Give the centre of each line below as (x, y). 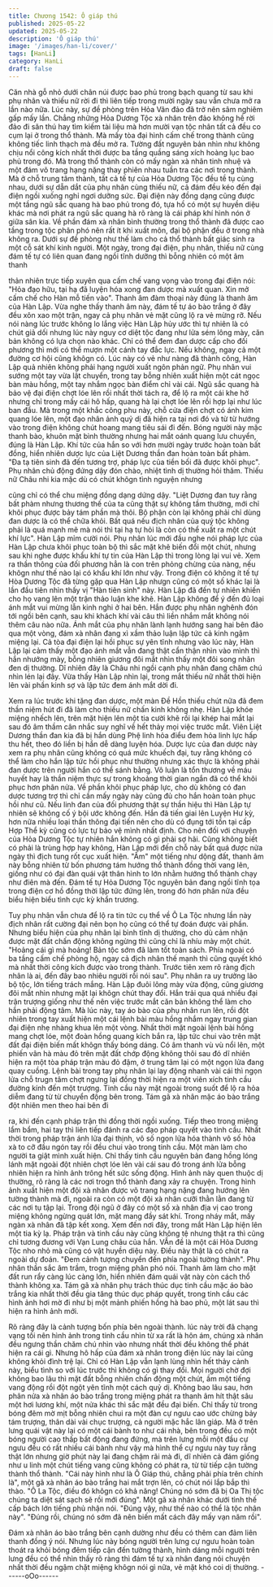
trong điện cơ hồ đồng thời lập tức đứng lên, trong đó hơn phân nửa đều (129, 890)
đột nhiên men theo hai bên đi (58, 1105)
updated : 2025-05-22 (43, 31)
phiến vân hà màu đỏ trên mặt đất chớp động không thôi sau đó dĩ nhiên (129, 1053)
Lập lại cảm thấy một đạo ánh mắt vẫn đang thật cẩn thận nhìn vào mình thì (134, 650)
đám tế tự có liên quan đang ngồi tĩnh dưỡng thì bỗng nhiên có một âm (126, 256)
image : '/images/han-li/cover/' (63, 46)
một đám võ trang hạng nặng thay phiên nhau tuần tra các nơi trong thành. (133, 170)
